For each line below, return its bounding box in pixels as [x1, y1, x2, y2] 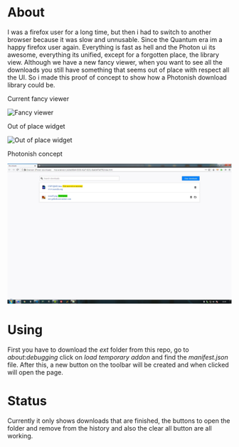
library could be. [7, 80, 55, 89]
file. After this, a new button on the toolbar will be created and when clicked [7, 360, 229, 369]
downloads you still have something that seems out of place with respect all [7, 65, 230, 74]
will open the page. [7, 367, 64, 377]
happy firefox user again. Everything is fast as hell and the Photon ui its [7, 43, 216, 51]
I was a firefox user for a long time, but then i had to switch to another [7, 28, 212, 36]
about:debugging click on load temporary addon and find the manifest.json [7, 352, 229, 361]
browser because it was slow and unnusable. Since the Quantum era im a [7, 35, 223, 43]
